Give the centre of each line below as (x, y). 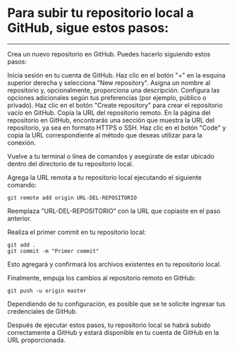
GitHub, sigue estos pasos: (88, 28)
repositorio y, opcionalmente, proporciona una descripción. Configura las (114, 90)
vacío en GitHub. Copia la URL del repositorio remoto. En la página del (109, 112)
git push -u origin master (47, 290)
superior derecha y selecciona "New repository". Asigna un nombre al (109, 82)
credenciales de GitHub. (42, 311)
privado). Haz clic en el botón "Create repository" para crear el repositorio (115, 105)
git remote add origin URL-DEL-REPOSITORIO (72, 198)
